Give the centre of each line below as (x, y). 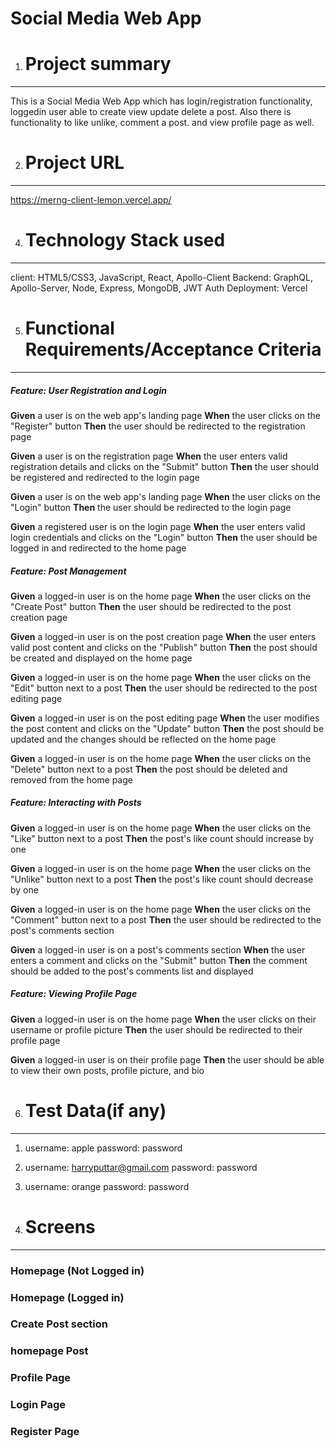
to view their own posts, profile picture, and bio (107, 1070)
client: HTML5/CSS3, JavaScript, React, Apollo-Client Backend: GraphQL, (161, 277)
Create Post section (59, 1324)
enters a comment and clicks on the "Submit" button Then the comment (159, 960)
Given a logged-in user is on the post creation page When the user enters (163, 636)
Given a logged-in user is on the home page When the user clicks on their (163, 1019)
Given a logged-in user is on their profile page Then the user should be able (167, 1059)
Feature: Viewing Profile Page (74, 994)
